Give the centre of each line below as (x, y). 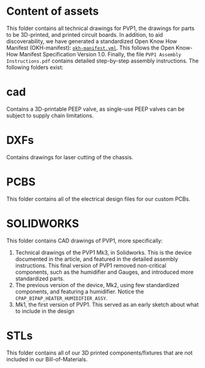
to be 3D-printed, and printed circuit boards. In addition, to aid (85, 34)
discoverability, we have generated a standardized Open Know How (92, 41)
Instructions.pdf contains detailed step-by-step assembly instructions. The (102, 61)
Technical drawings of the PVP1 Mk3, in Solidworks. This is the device (103, 252)
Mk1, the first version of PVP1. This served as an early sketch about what (107, 304)
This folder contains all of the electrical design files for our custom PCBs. (99, 199)
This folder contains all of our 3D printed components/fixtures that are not (99, 353)
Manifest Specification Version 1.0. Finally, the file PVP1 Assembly (100, 54)
